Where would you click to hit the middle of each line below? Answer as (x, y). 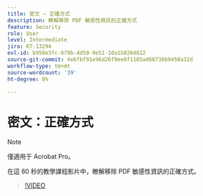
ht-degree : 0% (28, 79)
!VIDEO (35, 185)
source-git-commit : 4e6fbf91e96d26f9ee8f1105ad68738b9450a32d (100, 60)
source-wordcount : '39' (42, 72)
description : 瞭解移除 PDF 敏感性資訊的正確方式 (72, 20)
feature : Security (34, 27)
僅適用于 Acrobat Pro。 (41, 157)
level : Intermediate (38, 40)
